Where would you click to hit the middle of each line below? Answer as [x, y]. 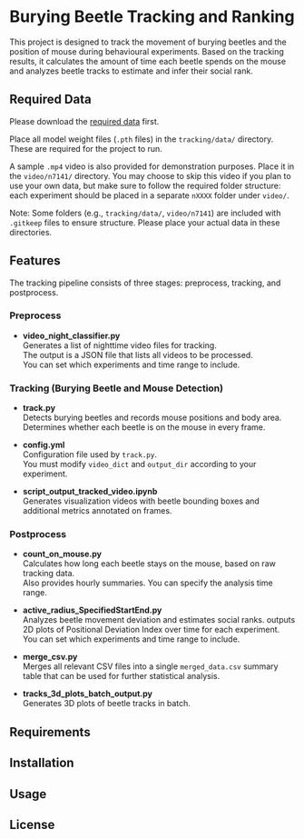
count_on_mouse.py [62, 554]
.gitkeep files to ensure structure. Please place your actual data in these [145, 222]
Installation [42, 763]
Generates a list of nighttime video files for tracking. [120, 345]
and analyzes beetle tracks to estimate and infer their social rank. [132, 71]
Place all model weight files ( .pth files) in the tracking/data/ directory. [142, 139]
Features [35, 261]
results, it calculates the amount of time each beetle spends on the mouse [148, 61]
